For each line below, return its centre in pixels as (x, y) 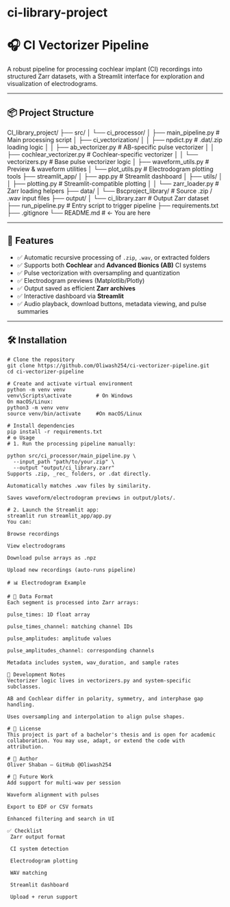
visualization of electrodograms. (52, 84)
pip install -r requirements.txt (55, 432)
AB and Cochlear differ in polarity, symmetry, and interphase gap (105, 698)
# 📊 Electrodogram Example (47, 583)
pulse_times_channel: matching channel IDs (70, 626)
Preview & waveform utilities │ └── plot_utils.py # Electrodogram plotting (110, 169)
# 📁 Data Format (30, 596)
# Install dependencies (41, 426)
